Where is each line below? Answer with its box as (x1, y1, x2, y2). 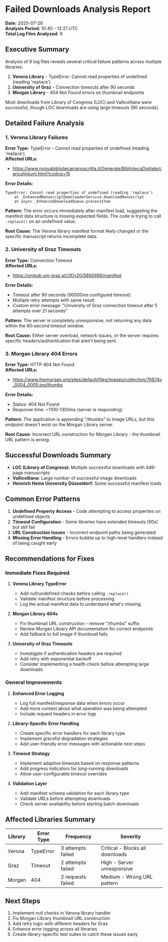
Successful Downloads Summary (5, 451, 111, 460)
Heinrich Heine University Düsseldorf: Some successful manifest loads (12, 480, 161, 486)
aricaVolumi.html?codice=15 (12, 171, 70, 177)
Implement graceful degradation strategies (19, 735, 108, 741)
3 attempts (60, 844, 86, 851)
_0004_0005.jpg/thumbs (12, 382, 63, 388)
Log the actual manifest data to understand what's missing (19, 601, 141, 607)
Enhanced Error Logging (12, 690, 64, 696)
